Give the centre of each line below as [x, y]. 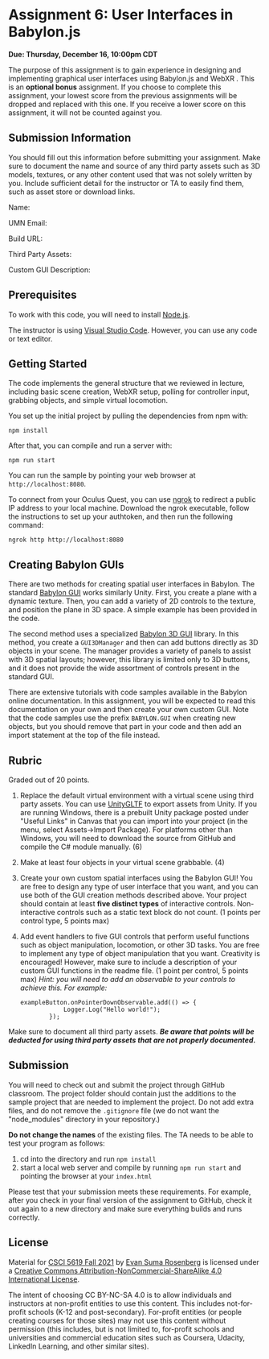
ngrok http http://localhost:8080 [66, 540]
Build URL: [26, 238]
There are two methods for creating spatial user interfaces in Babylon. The [132, 584]
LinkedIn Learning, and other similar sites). [79, 1346]
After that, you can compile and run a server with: [90, 445]
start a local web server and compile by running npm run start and [130, 1167]
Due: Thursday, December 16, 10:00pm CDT [83, 54]
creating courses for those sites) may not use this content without [117, 1320]
